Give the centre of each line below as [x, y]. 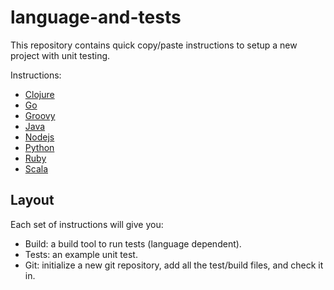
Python [39, 147]
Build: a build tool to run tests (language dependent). [133, 243]
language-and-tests [96, 17]
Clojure [39, 94]
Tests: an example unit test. [81, 254]
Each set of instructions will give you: [87, 224]
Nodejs [39, 137]
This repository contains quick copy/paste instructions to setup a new [154, 45]
